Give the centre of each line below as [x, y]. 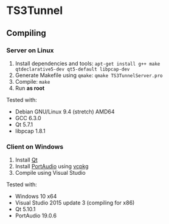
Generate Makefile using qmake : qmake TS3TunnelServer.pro [89, 75]
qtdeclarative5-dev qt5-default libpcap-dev [72, 69]
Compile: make [33, 81]
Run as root [30, 88]
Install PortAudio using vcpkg [52, 166]
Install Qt [26, 160]
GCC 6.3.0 [28, 118]
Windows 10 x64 [36, 196]
